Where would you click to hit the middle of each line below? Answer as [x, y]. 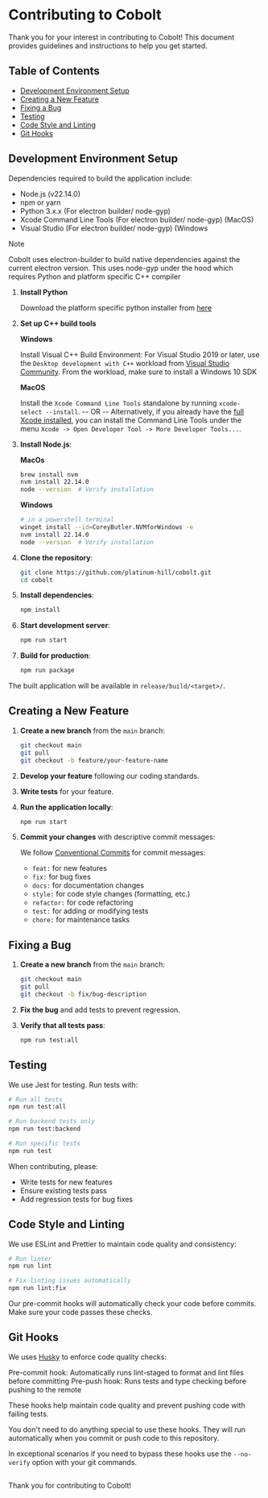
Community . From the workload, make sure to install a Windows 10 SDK [138, 372]
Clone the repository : [56, 557]
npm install [40, 610]
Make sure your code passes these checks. [80, 1313]
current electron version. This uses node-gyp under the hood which [121, 268]
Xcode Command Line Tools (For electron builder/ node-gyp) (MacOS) [137, 219]
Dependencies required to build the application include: [100, 178]
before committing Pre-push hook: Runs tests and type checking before [128, 1381]
